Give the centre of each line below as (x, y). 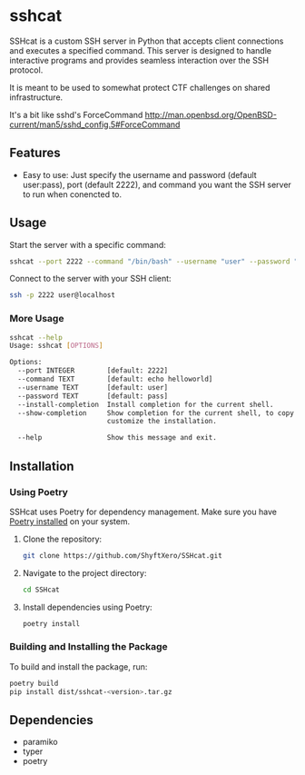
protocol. (26, 70)
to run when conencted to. (72, 194)
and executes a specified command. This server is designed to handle (141, 50)
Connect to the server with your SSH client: (90, 279)
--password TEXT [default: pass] (93, 396)
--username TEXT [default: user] (93, 387)
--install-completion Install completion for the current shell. (146, 404)
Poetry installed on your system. (69, 521)
